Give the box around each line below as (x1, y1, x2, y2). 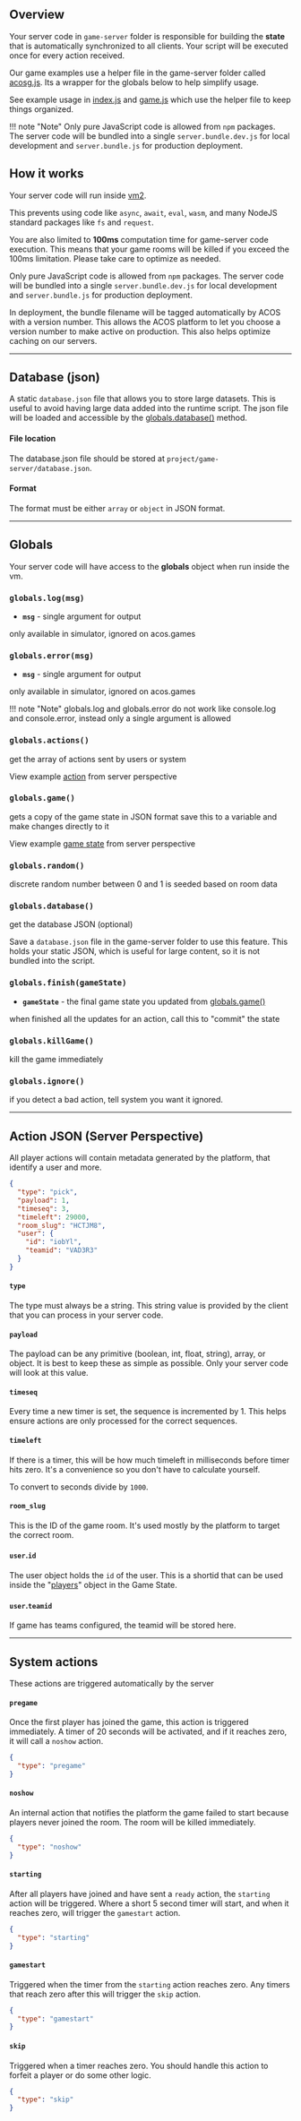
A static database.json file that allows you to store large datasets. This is (9, 393, 276, 404)
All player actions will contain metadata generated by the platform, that (9, 1153, 271, 1164)
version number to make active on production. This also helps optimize (9, 326, 271, 337)
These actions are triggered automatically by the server (9, 1679, 215, 1688)
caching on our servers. (9, 335, 98, 346)
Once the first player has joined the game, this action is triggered (9, 1717, 249, 1728)
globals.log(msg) (9, 593, 85, 603)
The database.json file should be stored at (9, 452, 166, 464)
